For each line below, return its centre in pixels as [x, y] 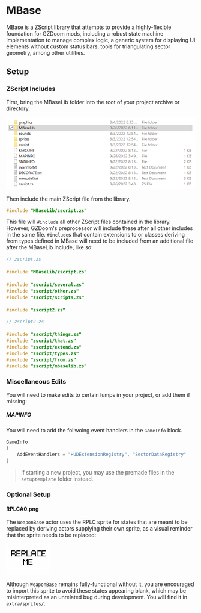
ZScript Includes [31, 89]
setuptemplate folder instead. [57, 479]
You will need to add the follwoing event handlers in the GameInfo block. [94, 430]
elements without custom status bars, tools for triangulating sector [88, 46]
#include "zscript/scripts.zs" [45, 297]
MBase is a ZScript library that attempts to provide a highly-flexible [89, 27]
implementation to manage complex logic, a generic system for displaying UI [101, 40]
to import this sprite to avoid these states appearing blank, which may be [96, 591]
